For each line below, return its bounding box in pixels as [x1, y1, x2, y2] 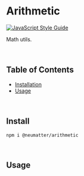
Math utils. [6, 35, 32, 43]
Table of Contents [6, 65, 74, 75]
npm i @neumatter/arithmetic [6, 132, 79, 138]
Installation [14, 80, 42, 88]
